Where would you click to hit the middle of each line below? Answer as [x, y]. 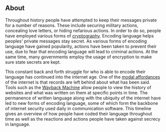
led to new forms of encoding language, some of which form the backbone [82, 103]
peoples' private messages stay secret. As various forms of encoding [76, 41]
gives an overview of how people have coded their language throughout [79, 114]
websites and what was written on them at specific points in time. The [76, 92]
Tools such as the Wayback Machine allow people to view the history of [78, 87]
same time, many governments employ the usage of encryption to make [79, 57]
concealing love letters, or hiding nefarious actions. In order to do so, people [83, 30]
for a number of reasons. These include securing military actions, [72, 25]
